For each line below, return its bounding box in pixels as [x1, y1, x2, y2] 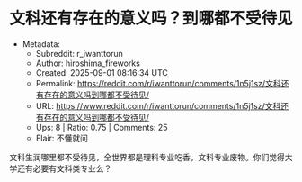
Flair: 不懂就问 [35, 132, 88, 143]
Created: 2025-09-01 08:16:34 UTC [35, 67, 169, 77]
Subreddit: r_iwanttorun [35, 48, 124, 59]
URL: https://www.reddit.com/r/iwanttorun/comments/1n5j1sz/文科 [35, 100, 281, 111]
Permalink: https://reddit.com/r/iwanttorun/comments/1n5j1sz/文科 [35, 77, 281, 88]
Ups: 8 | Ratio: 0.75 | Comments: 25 [35, 122, 168, 132]
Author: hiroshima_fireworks [35, 58, 141, 68]
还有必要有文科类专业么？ [16, 163, 112, 174]
